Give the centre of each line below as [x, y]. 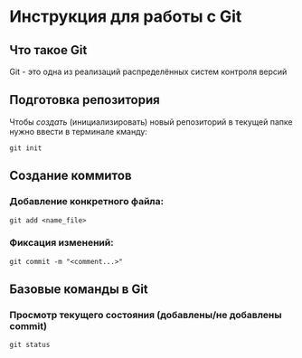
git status [30, 345]
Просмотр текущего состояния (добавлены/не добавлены [146, 316]
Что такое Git [48, 50]
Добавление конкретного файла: [87, 202]
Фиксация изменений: [62, 243]
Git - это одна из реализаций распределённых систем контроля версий [148, 71]
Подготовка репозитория [85, 100]
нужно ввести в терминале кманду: [78, 131]
